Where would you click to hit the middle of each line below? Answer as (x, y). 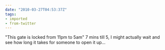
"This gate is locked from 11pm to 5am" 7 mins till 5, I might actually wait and (82, 37)
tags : (11, 14)
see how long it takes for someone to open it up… (55, 43)
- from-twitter (21, 23)
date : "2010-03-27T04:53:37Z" (36, 10)
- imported (16, 19)
